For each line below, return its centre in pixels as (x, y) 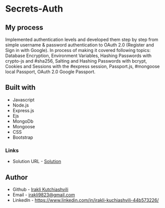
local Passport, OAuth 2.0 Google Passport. (50, 72)
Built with (20, 88)
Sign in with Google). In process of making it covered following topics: (78, 50)
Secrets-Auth (34, 9)
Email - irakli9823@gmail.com (44, 194)
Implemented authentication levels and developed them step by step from (82, 39)
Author (16, 177)
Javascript (23, 99)
